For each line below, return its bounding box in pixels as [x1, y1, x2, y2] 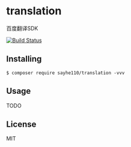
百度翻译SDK [6, 24, 38, 32]
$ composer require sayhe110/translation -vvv [6, 70, 125, 76]
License [6, 119, 37, 129]
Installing [6, 54, 42, 64]
